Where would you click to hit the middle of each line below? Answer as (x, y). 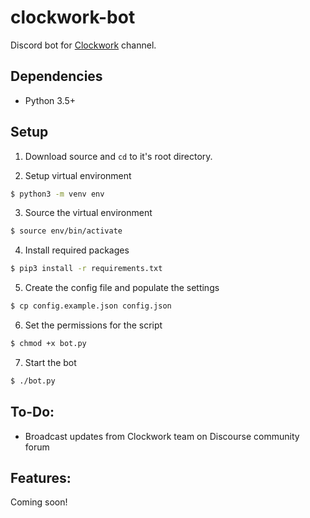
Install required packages (77, 250)
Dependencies (56, 76)
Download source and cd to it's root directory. (118, 156)
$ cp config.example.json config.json (91, 306)
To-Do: (32, 412)
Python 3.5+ (50, 100)
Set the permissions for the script (93, 325)
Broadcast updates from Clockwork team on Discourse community (162, 436)
